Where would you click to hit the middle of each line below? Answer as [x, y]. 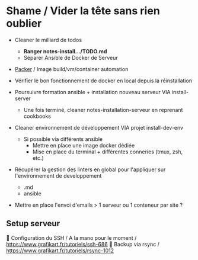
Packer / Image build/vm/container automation [71, 69]
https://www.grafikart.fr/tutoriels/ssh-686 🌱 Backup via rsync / [83, 244]
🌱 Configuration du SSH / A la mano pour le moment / [71, 237]
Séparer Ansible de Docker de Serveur [71, 57]
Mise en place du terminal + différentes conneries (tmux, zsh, [108, 152]
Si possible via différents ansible [63, 139]
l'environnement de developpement [58, 175]
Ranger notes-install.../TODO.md [65, 51]
